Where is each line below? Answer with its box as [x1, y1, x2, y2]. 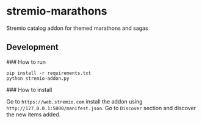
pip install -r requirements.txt [6, 70, 92, 76]
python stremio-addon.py [6, 75, 70, 82]
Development [6, 42, 59, 52]
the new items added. [6, 111, 61, 118]
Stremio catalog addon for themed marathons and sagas [6, 24, 148, 32]
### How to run [6, 58, 46, 65]
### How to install [6, 86, 52, 93]
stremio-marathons [6, 4, 107, 18]
